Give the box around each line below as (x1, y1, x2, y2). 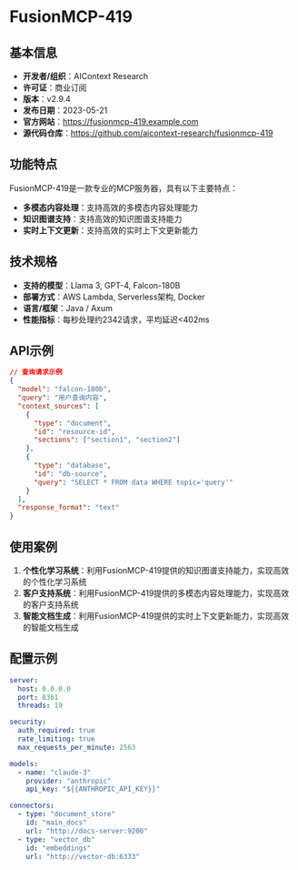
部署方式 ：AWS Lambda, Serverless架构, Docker (22, 291, 205, 302)
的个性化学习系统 (22, 576, 87, 587)
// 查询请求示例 (9, 368, 63, 377)
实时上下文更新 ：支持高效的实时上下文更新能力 (22, 225, 198, 236)
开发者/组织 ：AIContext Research (22, 71, 149, 81)
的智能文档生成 (22, 622, 79, 632)
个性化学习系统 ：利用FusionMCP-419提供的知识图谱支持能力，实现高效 (22, 565, 290, 575)
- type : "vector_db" (17, 835, 95, 844)
